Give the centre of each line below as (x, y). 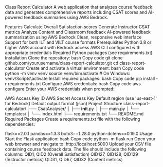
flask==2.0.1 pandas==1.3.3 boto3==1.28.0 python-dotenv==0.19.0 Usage (79, 134)
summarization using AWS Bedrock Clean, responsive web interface (73, 37)
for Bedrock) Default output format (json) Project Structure (64, 103)
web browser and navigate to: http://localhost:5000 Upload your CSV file (78, 144)
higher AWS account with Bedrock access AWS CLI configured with (73, 47)
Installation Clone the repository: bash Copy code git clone (64, 58)
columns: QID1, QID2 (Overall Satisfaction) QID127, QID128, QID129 (72, 154)
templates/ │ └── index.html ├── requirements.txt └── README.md (74, 114)
